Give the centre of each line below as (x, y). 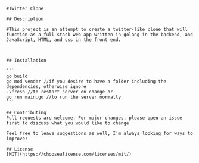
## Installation (26, 61)
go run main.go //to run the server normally (63, 97)
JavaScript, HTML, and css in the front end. (63, 40)
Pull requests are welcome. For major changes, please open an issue (94, 118)
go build (17, 76)
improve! (17, 139)
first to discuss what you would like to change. (69, 123)
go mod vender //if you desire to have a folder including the (86, 81)
